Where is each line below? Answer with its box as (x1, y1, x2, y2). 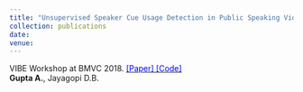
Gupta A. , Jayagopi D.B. (9, 73, 99, 84)
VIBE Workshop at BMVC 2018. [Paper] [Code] (9, 63, 182, 74)
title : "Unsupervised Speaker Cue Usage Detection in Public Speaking (9, 13, 280, 23)
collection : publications (9, 22, 106, 31)
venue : (9, 38, 34, 48)
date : (9, 30, 30, 39)
